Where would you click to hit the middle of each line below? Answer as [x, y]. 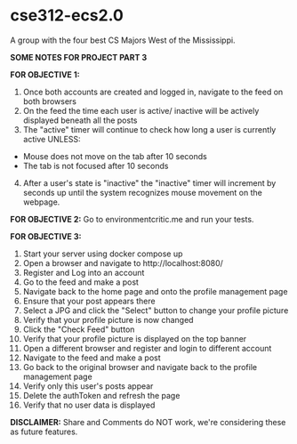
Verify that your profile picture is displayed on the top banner [135, 338]
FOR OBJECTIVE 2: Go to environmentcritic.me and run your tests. [132, 219]
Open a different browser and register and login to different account [147, 348]
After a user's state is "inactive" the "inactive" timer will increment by [149, 182]
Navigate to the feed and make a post [92, 358]
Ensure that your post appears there [89, 301]
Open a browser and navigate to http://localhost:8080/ [123, 262]
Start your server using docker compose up [103, 254]
